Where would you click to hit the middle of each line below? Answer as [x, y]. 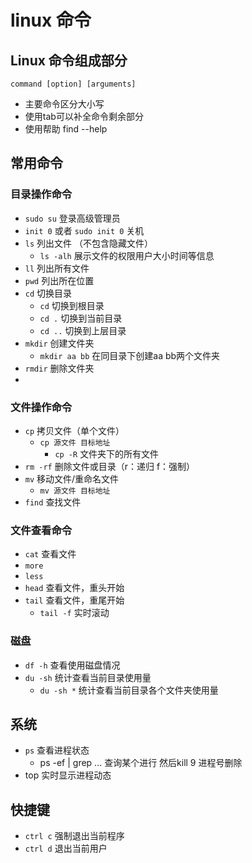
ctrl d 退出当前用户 [66, 848]
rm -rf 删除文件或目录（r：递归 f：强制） [110, 466]
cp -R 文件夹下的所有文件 [107, 453]
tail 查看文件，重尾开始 [74, 600]
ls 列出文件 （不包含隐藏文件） [88, 243]
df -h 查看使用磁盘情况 [72, 665]
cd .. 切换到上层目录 [83, 330]
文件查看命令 [41, 530]
